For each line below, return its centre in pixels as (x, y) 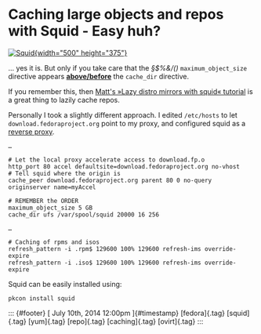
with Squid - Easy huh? (85, 31)
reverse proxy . (31, 132)
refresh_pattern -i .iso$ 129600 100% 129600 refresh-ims (105, 263)
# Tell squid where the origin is (65, 173)
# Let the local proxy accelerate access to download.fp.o (107, 160)
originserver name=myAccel (52, 187)
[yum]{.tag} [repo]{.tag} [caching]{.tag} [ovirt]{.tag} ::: (116, 321)
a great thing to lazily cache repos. (64, 100)
